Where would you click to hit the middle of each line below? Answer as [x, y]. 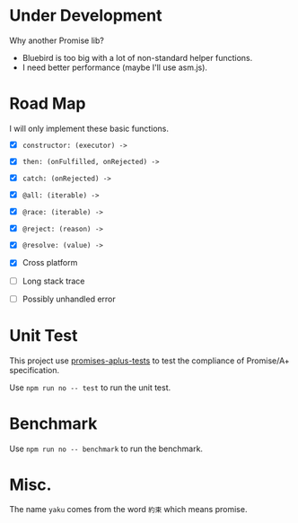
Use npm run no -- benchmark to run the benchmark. [106, 449]
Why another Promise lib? [57, 40]
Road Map [48, 104]
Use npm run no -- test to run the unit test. [90, 388]
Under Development [86, 16]
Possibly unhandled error [69, 299]
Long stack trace [53, 281]
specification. [35, 370]
